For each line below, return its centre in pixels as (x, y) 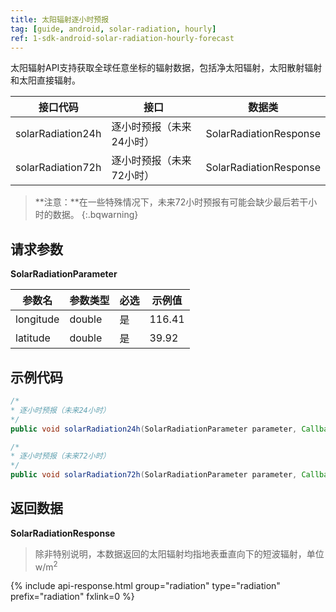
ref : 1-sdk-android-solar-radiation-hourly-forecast (122, 38)
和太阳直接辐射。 (45, 80)
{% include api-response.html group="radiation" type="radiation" (145, 586)
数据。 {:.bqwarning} (95, 215)
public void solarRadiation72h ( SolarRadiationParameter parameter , (154, 475)
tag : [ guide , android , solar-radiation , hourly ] (113, 29)
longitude (37, 319)
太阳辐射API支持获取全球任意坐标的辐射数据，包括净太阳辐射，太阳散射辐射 (166, 68)
